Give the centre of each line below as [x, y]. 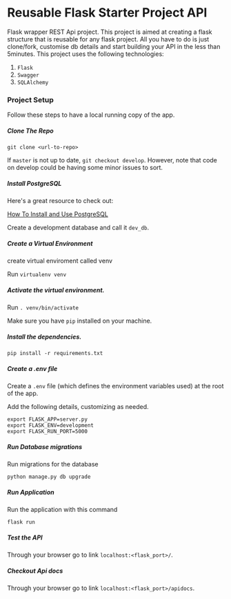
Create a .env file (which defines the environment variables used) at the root [115, 386]
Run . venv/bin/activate [43, 307]
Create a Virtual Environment [50, 243]
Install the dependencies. [44, 336]
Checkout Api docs [35, 571]
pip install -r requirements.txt [55, 354]
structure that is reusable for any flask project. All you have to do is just [108, 39]
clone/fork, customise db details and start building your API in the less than [114, 46]
